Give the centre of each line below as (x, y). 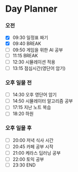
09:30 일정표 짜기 (30, 38)
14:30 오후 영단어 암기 (35, 95)
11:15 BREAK (25, 55)
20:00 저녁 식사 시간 (33, 140)
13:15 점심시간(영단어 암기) (39, 68)
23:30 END (24, 165)
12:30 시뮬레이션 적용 (34, 62)
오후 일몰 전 (18, 83)
